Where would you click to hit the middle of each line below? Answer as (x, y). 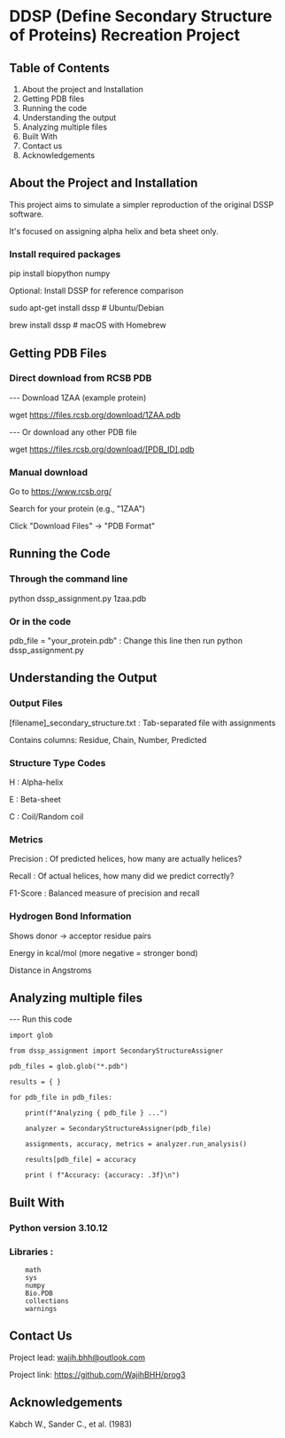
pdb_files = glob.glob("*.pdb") (69, 1067)
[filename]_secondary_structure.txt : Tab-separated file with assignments (142, 723)
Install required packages (65, 254)
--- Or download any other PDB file (73, 431)
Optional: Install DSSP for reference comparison (96, 291)
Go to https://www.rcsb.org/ (61, 492)
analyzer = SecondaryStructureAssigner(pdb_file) (119, 1129)
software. (27, 214)
